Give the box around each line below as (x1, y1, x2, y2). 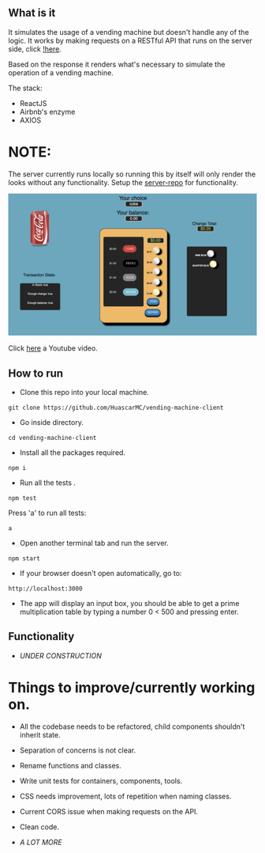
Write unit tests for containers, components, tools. (19, 775, 183, 786)
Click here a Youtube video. (8, 343, 99, 353)
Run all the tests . (19, 478, 77, 487)
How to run (8, 366, 64, 380)
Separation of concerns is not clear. (19, 745, 136, 755)
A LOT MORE (19, 837, 62, 847)
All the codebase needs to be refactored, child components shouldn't (19, 722, 245, 731)
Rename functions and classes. (19, 760, 122, 770)
